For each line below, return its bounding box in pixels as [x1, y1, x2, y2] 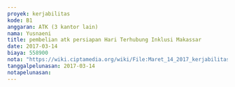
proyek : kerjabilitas [7, 10, 71, 18]
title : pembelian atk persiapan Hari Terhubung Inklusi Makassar [7, 36, 201, 43]
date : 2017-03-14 [7, 43, 58, 50]
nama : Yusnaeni [7, 29, 52, 37]
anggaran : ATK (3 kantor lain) [7, 23, 99, 30]
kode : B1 [7, 17, 33, 24]
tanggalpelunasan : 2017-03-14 [7, 62, 96, 69]
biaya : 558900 [7, 50, 49, 57]
